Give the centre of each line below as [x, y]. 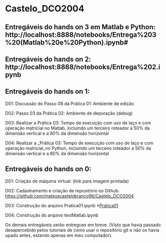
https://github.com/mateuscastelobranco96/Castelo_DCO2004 [69, 196]
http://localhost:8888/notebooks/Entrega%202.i [83, 67]
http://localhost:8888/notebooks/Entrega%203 [81, 34]
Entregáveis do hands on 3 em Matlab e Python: [81, 27]
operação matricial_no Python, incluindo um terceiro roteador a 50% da [78, 148]
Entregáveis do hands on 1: [48, 91]
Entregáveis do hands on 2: [48, 59]
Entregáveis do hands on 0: [48, 169]
